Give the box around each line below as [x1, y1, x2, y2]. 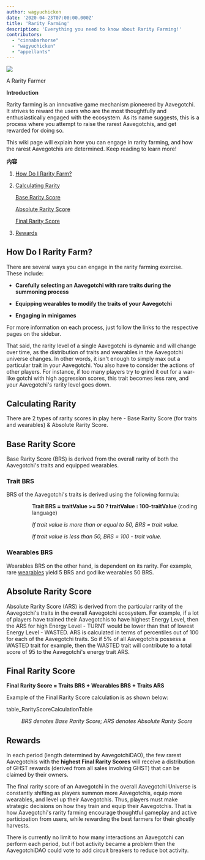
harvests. [6, 822, 30, 829]
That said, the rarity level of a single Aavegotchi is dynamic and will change [6, 342, 196, 349]
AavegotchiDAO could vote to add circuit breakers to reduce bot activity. [6, 847, 189, 854]
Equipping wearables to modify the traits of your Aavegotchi [15, 300, 173, 307]
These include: [6, 270, 44, 277]
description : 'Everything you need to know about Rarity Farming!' [6, 26, 182, 32]
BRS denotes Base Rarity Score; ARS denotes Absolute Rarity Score [21, 717, 193, 725]
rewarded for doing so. [6, 127, 64, 134]
